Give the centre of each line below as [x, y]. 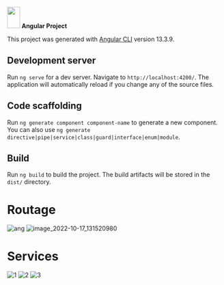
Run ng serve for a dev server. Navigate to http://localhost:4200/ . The [108, 77]
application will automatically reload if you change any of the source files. [110, 84]
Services [33, 256]
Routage [31, 209]
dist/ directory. [29, 182]
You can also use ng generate [49, 129]
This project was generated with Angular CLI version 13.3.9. [91, 39]
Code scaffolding [44, 106]
